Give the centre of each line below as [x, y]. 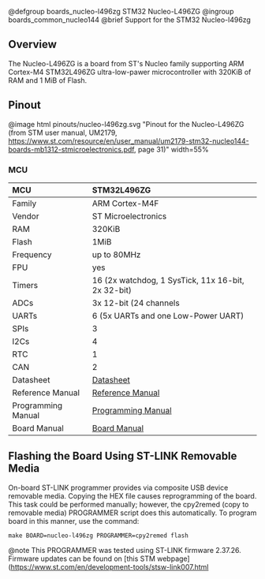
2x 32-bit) [112, 289]
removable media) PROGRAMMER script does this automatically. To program [132, 513]
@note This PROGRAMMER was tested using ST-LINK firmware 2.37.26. [125, 550]
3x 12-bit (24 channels [136, 303]
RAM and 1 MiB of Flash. [48, 80]
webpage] [174, 558]
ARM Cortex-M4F [125, 203]
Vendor [26, 216]
